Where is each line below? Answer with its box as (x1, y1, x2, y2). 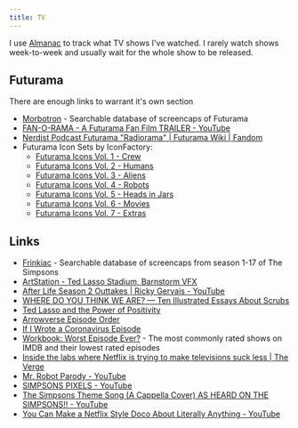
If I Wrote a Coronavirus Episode (21, 324, 141, 335)
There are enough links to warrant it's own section (9, 96, 194, 107)
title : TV (9, 12, 46, 22)
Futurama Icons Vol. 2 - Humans (35, 161, 154, 172)
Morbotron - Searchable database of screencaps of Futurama (21, 113, 249, 125)
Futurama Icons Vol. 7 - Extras (35, 208, 147, 219)
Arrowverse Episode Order (21, 314, 120, 325)
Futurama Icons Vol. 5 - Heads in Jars (35, 189, 174, 200)
